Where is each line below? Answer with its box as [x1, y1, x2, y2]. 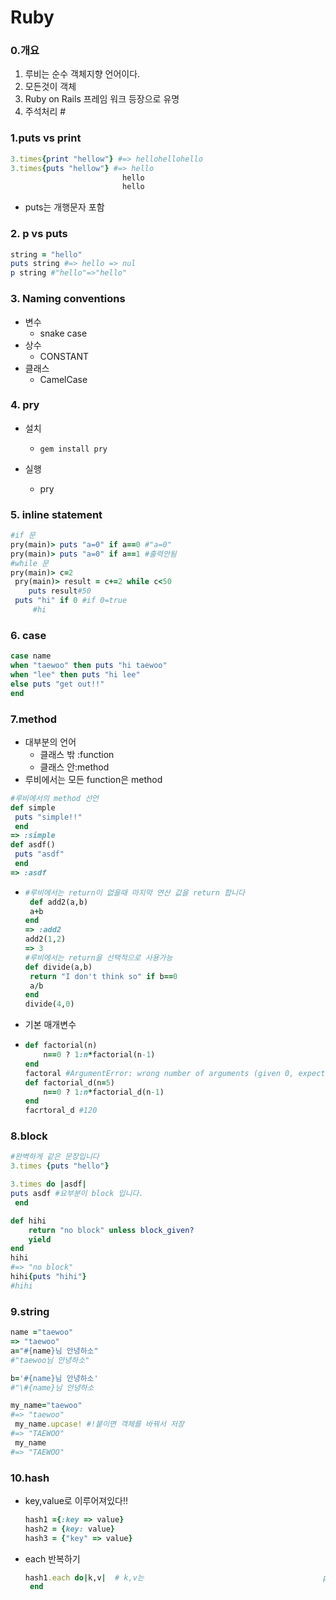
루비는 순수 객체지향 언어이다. [24, 68, 141, 80]
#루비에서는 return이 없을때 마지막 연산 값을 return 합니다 [24, 887, 245, 898]
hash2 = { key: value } [24, 1524, 116, 1534]
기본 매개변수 [24, 1019, 77, 1031]
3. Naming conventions [10, 292, 126, 306]
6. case [10, 628, 47, 642]
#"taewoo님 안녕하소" [10, 1355, 90, 1365]
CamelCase [39, 373, 88, 385]
